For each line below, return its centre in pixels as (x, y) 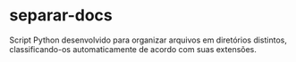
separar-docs (61, 15)
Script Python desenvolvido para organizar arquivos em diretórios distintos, (148, 40)
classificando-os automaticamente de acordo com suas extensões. (133, 49)
